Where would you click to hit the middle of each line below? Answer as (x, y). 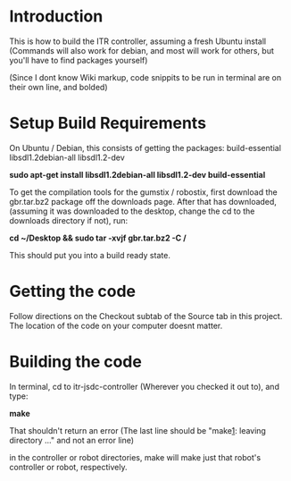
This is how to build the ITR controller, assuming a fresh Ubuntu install (138, 41)
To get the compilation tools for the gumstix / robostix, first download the (144, 192)
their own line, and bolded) (59, 87)
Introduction (56, 17)
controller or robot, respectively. (68, 467)
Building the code (76, 362)
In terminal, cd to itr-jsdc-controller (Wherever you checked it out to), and (144, 386)
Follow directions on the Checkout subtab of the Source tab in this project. (146, 316)
